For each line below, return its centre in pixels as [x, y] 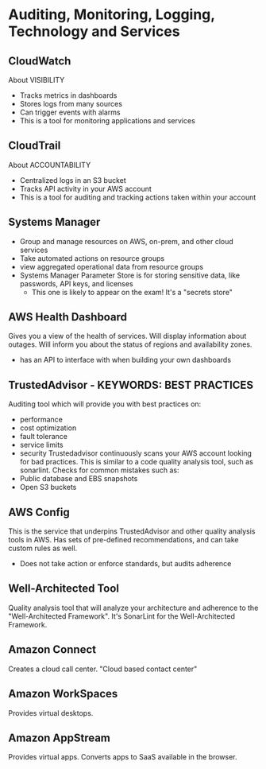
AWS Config [39, 512]
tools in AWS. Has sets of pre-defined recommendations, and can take [123, 540]
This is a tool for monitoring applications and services [108, 120]
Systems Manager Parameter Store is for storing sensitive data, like [130, 275]
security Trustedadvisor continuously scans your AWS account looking [136, 453]
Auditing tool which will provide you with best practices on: [105, 404]
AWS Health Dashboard [67, 317]
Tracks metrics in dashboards [68, 95]
